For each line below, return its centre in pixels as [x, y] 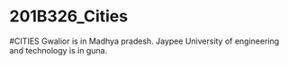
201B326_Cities [69, 16]
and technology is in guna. [58, 50]
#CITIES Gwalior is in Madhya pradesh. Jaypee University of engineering [144, 41]
